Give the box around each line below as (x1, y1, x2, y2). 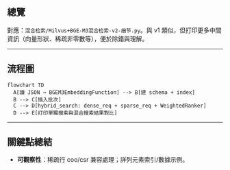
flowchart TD (7, 82, 44, 88)
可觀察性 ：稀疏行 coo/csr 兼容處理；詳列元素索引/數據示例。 (16, 156, 189, 164)
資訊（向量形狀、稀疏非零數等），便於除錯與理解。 (7, 34, 149, 42)
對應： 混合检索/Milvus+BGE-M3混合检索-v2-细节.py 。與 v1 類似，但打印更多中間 (7, 26, 222, 34)
